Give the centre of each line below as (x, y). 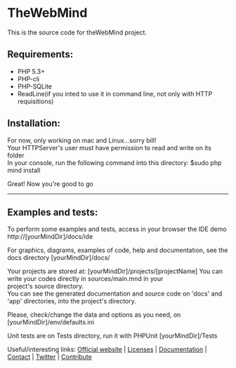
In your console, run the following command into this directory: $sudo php (114, 162)
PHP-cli (28, 79)
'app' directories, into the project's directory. (72, 301)
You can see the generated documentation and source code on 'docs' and (115, 294)
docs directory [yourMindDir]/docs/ (59, 258)
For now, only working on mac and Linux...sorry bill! (82, 140)
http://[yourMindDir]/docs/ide (50, 237)
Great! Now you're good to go (50, 183)
